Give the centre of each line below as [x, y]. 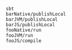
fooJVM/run [20, 35]
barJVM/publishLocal [32, 20]
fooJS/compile [24, 41]
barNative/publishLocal [36, 14]
